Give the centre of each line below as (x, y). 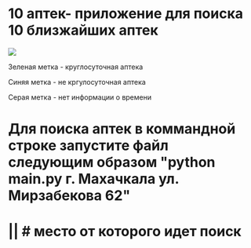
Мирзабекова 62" (69, 196)
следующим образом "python (112, 162)
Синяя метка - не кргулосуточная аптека (77, 82)
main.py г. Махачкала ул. (93, 179)
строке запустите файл (88, 146)
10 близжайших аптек (83, 30)
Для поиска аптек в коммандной (122, 129)
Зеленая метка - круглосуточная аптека (76, 67)
